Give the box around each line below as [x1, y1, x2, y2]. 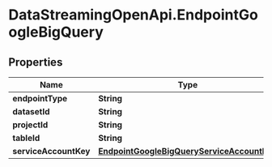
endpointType [12, 93, 68, 104]
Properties [8, 55, 63, 69]
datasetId [12, 106, 50, 117]
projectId [12, 119, 49, 131]
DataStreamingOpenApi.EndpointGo [8, 6, 259, 24]
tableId [12, 132, 40, 143]
